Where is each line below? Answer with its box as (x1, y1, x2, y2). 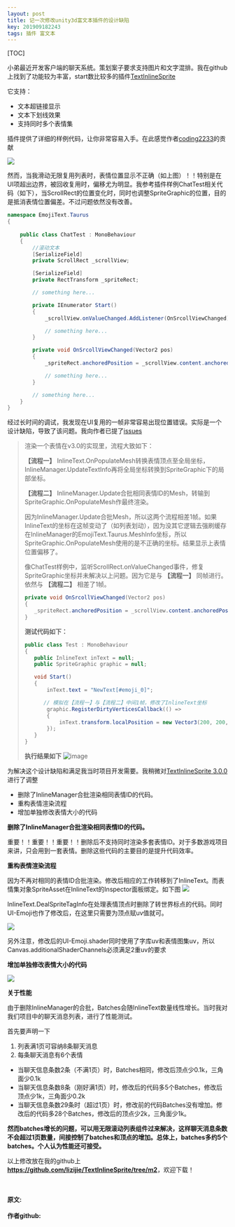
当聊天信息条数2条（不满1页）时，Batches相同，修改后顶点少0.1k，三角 (17, 1066, 224, 1073)
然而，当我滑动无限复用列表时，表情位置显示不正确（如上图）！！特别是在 (7, 171, 222, 179)
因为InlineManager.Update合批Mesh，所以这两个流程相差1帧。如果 (24, 513, 218, 521)
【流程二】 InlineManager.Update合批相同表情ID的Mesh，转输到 (24, 489, 211, 498)
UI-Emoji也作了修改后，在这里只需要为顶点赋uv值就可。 (7, 909, 168, 917)
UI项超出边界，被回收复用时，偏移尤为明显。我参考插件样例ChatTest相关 (7, 180, 217, 189)
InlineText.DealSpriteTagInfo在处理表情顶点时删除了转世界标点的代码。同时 (7, 900, 222, 908)
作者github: (7, 1212, 41, 1220)
